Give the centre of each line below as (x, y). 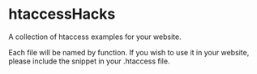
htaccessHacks (62, 14)
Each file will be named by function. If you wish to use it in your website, (129, 52)
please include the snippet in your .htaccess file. (89, 61)
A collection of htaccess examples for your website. (95, 37)
